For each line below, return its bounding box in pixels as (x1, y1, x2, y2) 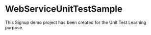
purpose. (5, 24, 24, 30)
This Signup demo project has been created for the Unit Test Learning (5, 19, 147, 25)
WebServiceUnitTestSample (5, 3, 123, 15)
